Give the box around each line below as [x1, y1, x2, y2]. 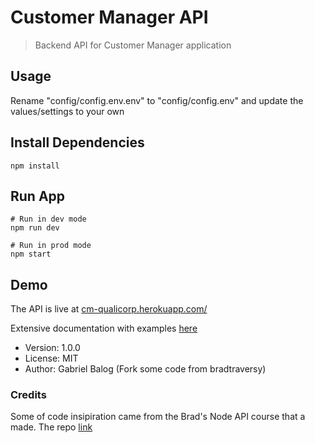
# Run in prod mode [10, 241, 92, 251]
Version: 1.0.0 [24, 342, 81, 354]
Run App [10, 187, 66, 205]
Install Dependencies [10, 134, 145, 151]
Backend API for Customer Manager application [34, 39, 232, 51]
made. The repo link [10, 421, 93, 433]
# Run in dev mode [10, 214, 87, 225]
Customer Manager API [10, 6, 209, 29]
